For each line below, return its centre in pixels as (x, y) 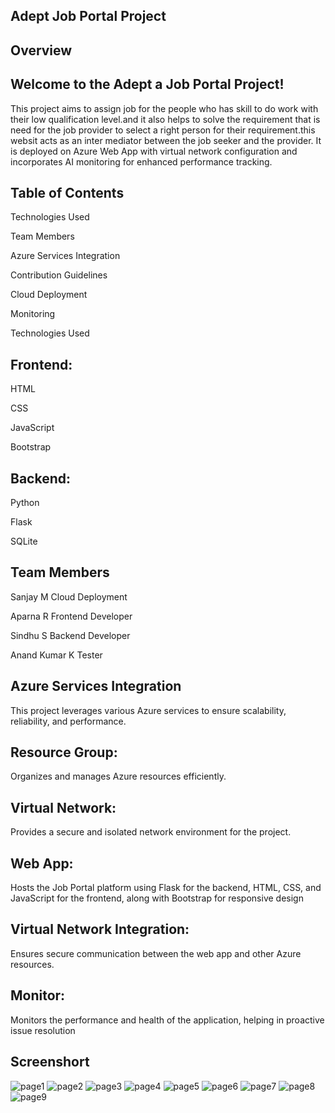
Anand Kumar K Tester (56, 655)
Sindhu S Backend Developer (70, 635)
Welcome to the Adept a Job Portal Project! (147, 84)
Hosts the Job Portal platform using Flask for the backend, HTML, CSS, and (166, 888)
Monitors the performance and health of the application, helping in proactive (167, 1020)
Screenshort (50, 1062)
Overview (41, 50)
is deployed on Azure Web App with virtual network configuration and (154, 151)
